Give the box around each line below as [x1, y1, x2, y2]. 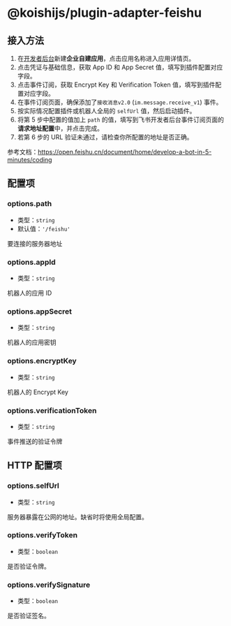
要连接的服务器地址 [7, 239, 63, 247]
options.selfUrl [7, 481, 59, 490]
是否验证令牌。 [7, 562, 50, 570]
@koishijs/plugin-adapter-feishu [7, 5, 202, 21]
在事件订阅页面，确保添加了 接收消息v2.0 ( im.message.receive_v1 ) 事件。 [17, 98, 223, 106]
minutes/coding [7, 156, 52, 163]
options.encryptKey [7, 356, 77, 366]
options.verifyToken [7, 530, 78, 540]
